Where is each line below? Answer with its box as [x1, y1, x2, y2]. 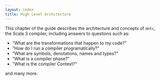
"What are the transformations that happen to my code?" [12, 40, 127, 46]
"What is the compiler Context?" [12, 61, 77, 67]
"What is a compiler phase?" [12, 55, 70, 61]
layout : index [5, 7, 34, 12]
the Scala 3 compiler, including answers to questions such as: [5, 30, 130, 36]
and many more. [5, 70, 38, 76]
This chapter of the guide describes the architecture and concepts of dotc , [5, 25, 156, 31]
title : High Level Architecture [5, 12, 71, 17]
